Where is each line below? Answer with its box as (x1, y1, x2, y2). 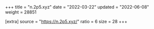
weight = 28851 (5, 9, 37, 15)
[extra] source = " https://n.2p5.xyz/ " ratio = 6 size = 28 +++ (5, 19, 127, 24)
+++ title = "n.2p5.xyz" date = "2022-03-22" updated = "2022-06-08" (5, 4, 150, 10)
